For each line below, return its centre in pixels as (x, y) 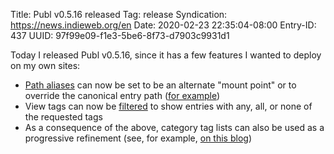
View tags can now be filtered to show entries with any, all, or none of (168, 106)
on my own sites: (45, 65)
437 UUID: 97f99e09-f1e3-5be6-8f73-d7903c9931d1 (120, 35)
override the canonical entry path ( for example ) (122, 95)
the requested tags (63, 117)
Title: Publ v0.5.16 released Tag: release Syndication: (119, 14)
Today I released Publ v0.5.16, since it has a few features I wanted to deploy (166, 55)
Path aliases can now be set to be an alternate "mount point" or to (160, 85)
